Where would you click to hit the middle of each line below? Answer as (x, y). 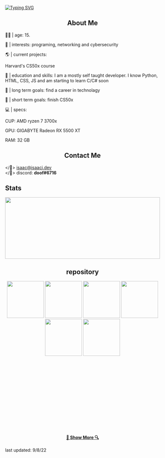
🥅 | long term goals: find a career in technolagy (53, 90)
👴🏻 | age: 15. (18, 35)
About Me (82, 23)
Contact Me (82, 156)
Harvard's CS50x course (30, 66)
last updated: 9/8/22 (26, 450)
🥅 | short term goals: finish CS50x (39, 100)
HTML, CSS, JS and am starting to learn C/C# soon (57, 80)
